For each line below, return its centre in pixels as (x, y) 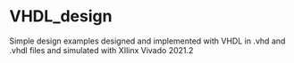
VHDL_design (61, 16)
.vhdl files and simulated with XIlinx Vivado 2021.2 (101, 50)
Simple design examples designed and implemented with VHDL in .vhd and (147, 41)
